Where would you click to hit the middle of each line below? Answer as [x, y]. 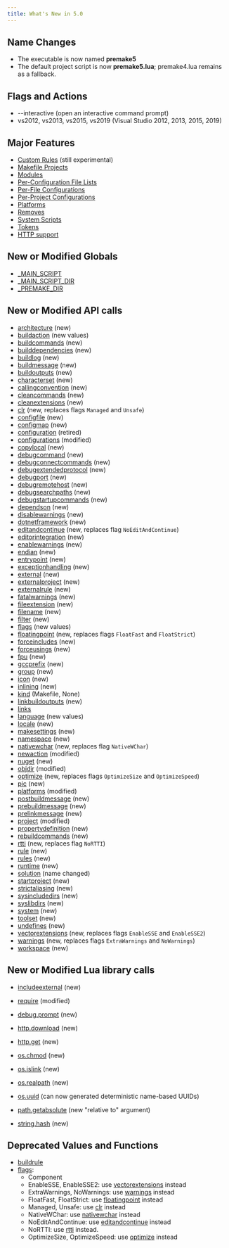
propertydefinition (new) [53, 828]
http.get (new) [38, 1041]
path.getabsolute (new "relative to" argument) [84, 1109]
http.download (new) [48, 1028]
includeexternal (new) [49, 987]
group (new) [35, 671]
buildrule [30, 1162]
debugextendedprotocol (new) [62, 469]
